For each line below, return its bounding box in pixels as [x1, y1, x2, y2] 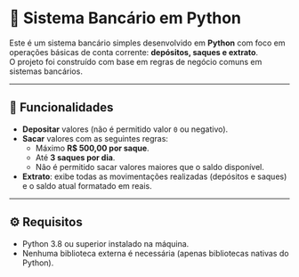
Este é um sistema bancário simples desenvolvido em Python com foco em [9, 37, 286, 48]
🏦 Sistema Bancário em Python [9, 8, 242, 29]
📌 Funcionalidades [9, 100, 114, 115]
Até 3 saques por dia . [35, 151, 116, 163]
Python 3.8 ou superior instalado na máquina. [21, 238, 190, 248]
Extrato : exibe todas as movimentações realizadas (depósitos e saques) [21, 171, 287, 182]
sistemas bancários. [9, 66, 83, 77]
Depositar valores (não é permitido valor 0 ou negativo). [21, 124, 229, 134]
